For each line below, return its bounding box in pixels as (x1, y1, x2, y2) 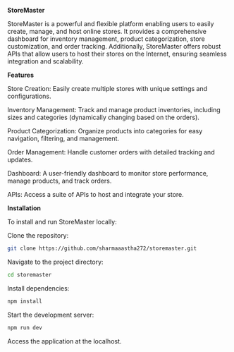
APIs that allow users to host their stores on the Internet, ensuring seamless (7, 49, 227, 58)
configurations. (7, 92, 51, 100)
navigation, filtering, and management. (7, 134, 120, 142)
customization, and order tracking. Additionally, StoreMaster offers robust (7, 42, 221, 50)
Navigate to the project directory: (7, 257, 104, 266)
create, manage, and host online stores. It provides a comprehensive (7, 28, 207, 35)
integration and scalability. (7, 57, 84, 66)
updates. (7, 155, 33, 164)
